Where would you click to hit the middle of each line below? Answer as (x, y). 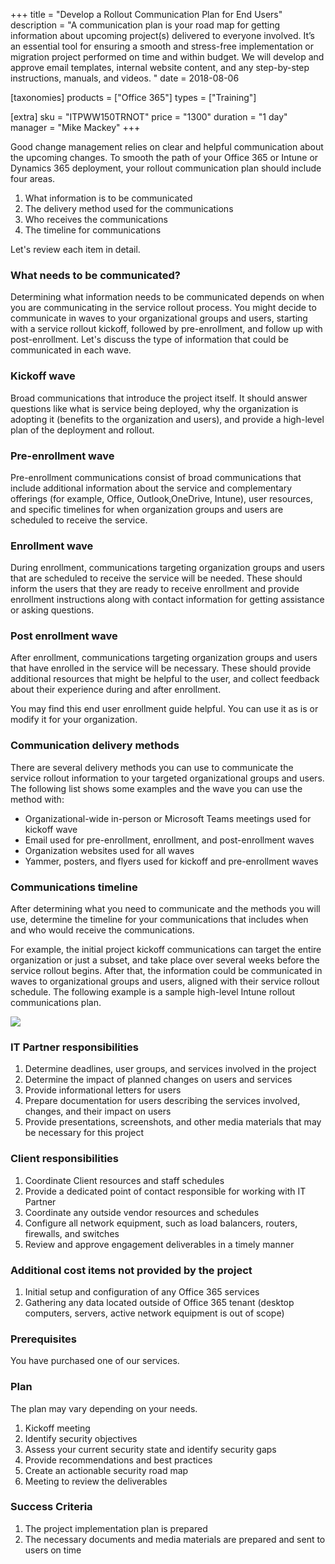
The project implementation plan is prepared (116, 1528)
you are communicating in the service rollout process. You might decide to (163, 308)
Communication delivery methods (95, 746)
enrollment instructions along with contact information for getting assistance (167, 600)
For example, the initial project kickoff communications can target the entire (166, 950)
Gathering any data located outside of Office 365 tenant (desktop (159, 1302)
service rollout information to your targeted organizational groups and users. (167, 778)
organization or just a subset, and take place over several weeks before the (165, 960)
